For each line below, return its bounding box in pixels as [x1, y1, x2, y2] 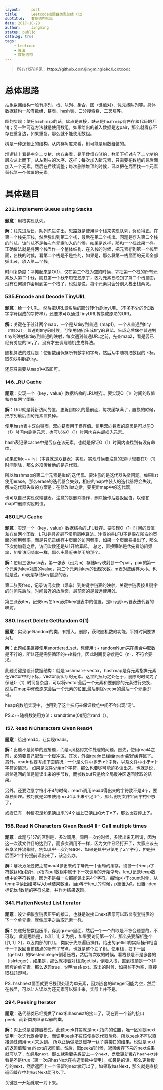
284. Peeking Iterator [5, 999, 56, 1005]
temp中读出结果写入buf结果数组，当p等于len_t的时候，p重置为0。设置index [5, 881, 156, 887]
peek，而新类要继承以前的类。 [5, 1017, 66, 1022]
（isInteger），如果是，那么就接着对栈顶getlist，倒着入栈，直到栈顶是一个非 [5, 958, 156, 964]
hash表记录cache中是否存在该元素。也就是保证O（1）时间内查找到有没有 [5, 439, 151, 445]
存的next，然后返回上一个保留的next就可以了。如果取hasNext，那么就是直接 [5, 1063, 158, 1069]
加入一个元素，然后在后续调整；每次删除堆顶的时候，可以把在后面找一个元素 [5, 163, 158, 169]
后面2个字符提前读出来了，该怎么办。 [5, 852, 80, 858]
